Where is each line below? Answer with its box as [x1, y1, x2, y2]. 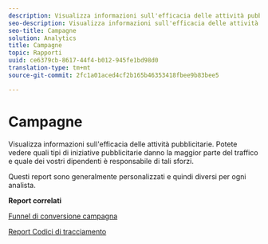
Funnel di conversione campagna [8, 211, 118, 221]
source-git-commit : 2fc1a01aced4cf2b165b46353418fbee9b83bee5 [8, 71, 219, 79]
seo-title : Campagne [8, 26, 77, 34]
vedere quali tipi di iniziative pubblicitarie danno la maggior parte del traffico [8, 147, 258, 157]
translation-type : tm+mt [8, 64, 91, 72]
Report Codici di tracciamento [8, 226, 107, 236]
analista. [8, 180, 36, 190]
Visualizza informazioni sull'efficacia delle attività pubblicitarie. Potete [8, 139, 238, 149]
